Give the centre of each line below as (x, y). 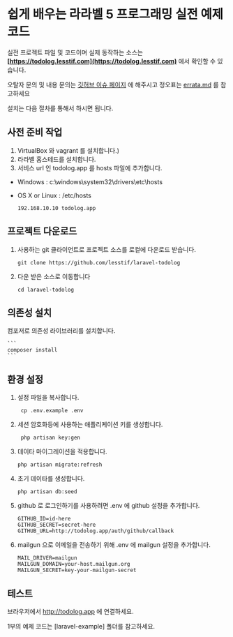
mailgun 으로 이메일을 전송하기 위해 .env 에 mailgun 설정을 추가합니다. (114, 545)
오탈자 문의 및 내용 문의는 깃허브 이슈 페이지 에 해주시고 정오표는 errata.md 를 (113, 84)
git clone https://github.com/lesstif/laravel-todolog (99, 262)
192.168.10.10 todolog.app (57, 208)
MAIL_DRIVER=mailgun (47, 558)
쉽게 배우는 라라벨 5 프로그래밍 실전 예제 (115, 14)
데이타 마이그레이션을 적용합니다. (62, 451)
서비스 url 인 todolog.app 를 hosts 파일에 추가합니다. (90, 167)
